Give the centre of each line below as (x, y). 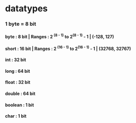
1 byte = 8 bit (21, 24)
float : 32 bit (18, 82)
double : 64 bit (20, 93)
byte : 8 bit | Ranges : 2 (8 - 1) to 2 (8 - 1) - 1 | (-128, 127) (60, 36)
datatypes (27, 9)
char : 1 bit (16, 116)
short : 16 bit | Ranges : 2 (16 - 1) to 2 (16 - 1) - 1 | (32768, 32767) (68, 48)
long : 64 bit (18, 71)
